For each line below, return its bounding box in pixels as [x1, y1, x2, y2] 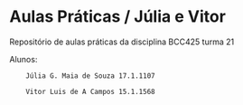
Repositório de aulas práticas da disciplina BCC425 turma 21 [9, 36, 235, 47]
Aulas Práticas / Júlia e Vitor [9, 6, 226, 27]
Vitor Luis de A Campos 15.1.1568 [25, 87, 155, 96]
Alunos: [9, 53, 38, 64]
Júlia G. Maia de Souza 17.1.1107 [25, 71, 155, 81]
